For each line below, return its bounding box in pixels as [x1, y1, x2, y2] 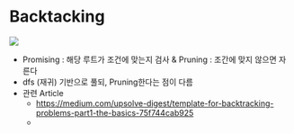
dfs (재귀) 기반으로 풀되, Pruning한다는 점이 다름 [22, 76, 193, 87]
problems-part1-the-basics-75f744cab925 [35, 107, 194, 118]
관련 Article [22, 87, 65, 98]
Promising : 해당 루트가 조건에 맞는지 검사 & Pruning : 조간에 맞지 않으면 [22, 54, 277, 65]
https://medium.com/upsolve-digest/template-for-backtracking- [35, 97, 274, 109]
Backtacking [9, 6, 105, 27]
